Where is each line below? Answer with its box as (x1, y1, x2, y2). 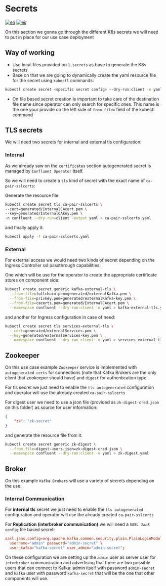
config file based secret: (5, 527, 55, 533)
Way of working (5, 48, 55, 57)
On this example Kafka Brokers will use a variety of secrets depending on (5, 478, 155, 484)
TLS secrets (5, 126, 43, 135)
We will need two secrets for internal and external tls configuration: (5, 139, 142, 145)
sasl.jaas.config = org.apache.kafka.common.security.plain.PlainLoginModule (5, 536, 165, 541)
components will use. (5, 576, 48, 582)
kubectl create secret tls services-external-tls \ (5, 323, 114, 329)
